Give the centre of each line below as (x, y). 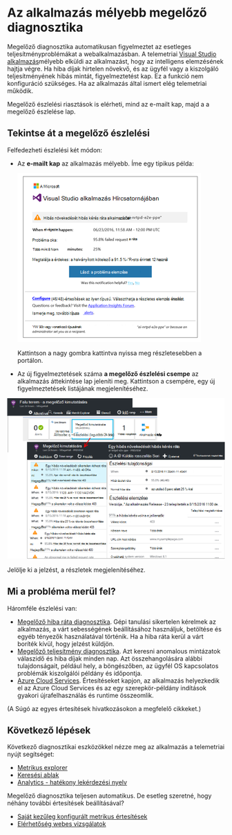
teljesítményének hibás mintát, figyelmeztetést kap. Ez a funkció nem (105, 76)
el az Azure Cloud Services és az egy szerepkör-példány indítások (112, 688)
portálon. (30, 360)
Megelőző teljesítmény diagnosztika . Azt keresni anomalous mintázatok (119, 651)
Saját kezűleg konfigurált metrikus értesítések (82, 817)
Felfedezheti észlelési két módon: (55, 150)
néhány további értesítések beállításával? (66, 803)
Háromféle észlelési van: (42, 608)
